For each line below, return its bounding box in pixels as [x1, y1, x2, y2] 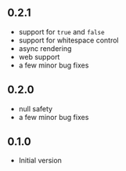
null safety [18, 104, 52, 113]
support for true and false [18, 27, 105, 36]
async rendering [18, 43, 72, 53]
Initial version [18, 156, 62, 166]
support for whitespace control [18, 35, 119, 45]
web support [18, 52, 60, 61]
